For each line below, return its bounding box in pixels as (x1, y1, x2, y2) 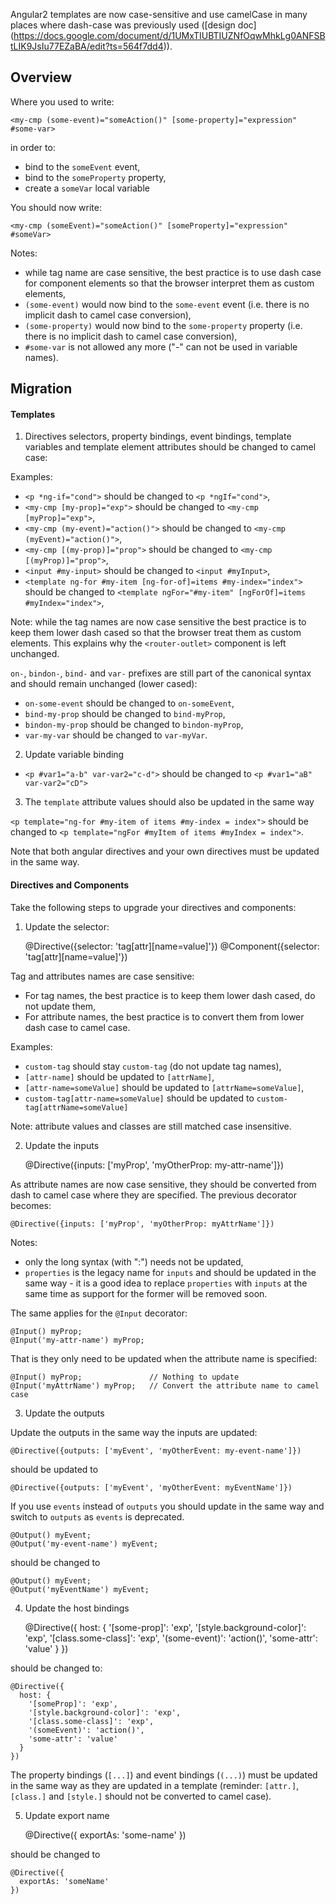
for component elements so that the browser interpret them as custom (24, 277, 315, 289)
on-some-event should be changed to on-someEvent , (24, 697, 235, 709)
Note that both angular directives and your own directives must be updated (10, 845, 320, 858)
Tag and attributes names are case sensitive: (10, 970, 195, 982)
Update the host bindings (24, 1602, 130, 1614)
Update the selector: (24, 920, 110, 933)
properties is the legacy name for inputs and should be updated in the (24, 1266, 317, 1278)
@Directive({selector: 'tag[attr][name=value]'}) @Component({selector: (24, 940, 320, 952)
